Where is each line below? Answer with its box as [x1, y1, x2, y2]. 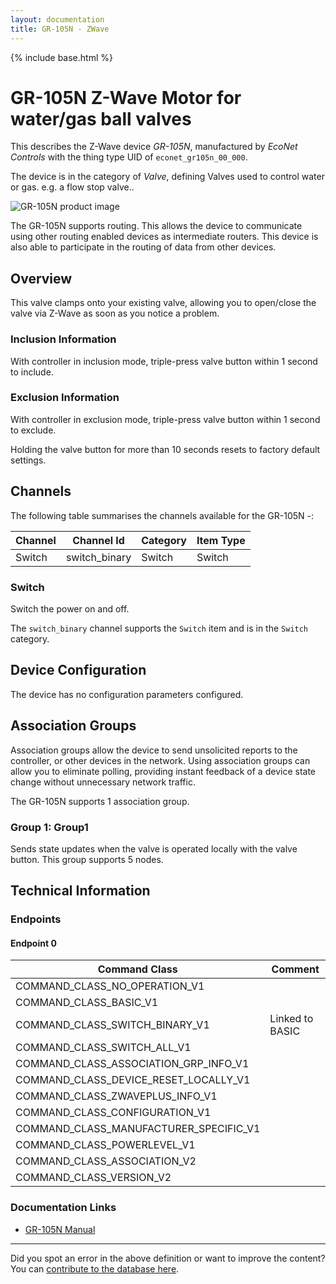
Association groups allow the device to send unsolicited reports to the [10, 744, 298, 756]
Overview [10, 270, 73, 287]
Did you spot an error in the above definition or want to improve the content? [10, 1252, 326, 1264]
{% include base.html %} [10, 51, 113, 63]
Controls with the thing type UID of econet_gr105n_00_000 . [10, 151, 248, 163]
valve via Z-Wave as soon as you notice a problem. [10, 307, 220, 320]
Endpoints [10, 912, 62, 926]
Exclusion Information [10, 391, 120, 405]
